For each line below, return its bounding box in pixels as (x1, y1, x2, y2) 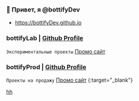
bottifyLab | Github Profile (6, 34, 84, 43)
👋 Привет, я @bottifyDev (6, 5, 80, 14)
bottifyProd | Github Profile (6, 63, 87, 71)
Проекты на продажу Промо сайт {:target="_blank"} (6, 76, 133, 84)
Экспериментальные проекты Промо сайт (6, 47, 106, 55)
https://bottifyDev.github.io (14, 19, 82, 26)
